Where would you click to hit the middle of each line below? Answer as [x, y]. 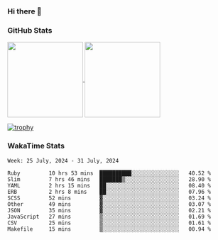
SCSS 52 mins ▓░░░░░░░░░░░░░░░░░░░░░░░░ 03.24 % [109, 198]
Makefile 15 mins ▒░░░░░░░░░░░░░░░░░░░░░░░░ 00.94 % [109, 229]
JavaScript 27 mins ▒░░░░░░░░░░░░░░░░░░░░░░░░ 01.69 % [109, 217]
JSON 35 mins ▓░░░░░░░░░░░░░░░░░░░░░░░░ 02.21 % [109, 210]
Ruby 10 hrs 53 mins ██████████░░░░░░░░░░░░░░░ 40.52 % [109, 173]
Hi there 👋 [25, 11]
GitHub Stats [30, 30]
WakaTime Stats [36, 146]
